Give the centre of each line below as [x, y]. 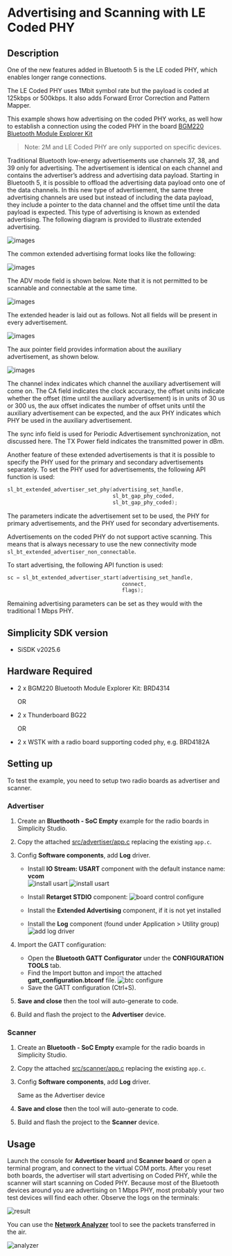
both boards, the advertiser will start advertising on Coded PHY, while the [112, 1175]
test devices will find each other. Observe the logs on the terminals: [103, 1198]
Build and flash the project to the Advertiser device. [91, 1014]
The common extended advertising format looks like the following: [101, 254]
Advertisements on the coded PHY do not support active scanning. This [110, 537]
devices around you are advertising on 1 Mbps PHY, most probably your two [116, 1190]
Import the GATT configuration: [62, 944]
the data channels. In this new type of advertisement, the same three [105, 190]
